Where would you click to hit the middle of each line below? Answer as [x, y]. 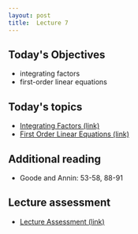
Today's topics [45, 107]
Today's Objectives [57, 55]
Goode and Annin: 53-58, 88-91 [71, 177]
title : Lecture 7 [38, 23]
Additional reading [54, 159]
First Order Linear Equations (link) [75, 134]
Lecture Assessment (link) [62, 221]
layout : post [30, 15]
